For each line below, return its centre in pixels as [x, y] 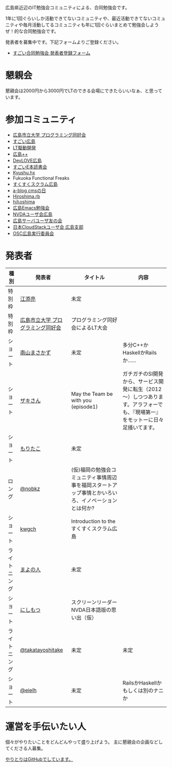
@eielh [28, 690]
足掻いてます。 [140, 428]
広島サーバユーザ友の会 [37, 220]
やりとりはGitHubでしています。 [39, 759]
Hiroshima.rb [26, 196]
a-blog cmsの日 [29, 190]
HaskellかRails [140, 352]
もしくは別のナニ [143, 690]
